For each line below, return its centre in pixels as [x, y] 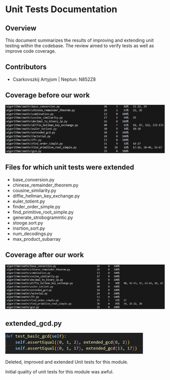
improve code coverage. [31, 51]
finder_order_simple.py [36, 206]
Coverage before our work [48, 95]
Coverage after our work [45, 255]
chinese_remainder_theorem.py [45, 185]
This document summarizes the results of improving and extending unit [80, 40]
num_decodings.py [32, 233]
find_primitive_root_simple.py [43, 212]
